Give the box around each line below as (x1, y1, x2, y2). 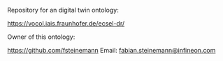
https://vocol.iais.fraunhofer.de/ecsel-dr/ (7, 19, 125, 27)
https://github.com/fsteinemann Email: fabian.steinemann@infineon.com (7, 46, 216, 54)
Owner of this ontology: (7, 33, 75, 41)
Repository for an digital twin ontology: (7, 6, 119, 14)
